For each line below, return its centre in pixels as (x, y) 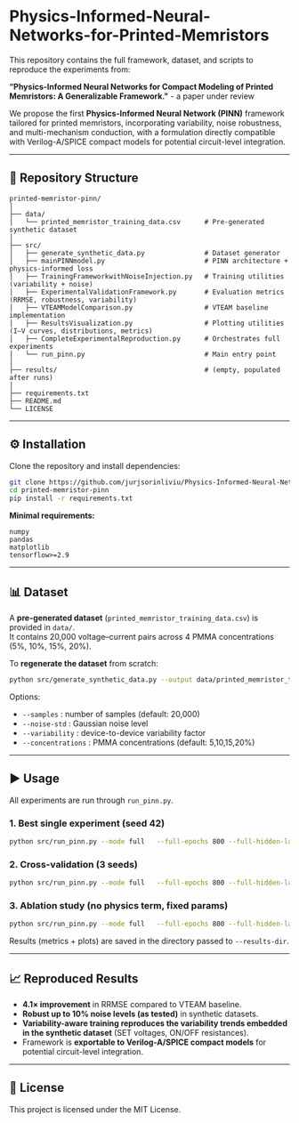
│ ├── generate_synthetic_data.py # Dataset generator (145, 253)
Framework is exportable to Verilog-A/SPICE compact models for (144, 1042)
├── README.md (36, 401)
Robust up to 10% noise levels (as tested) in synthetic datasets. (140, 1014)
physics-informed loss (51, 269)
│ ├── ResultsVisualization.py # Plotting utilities (147, 323)
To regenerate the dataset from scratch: (84, 663)
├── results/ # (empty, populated (145, 370)
